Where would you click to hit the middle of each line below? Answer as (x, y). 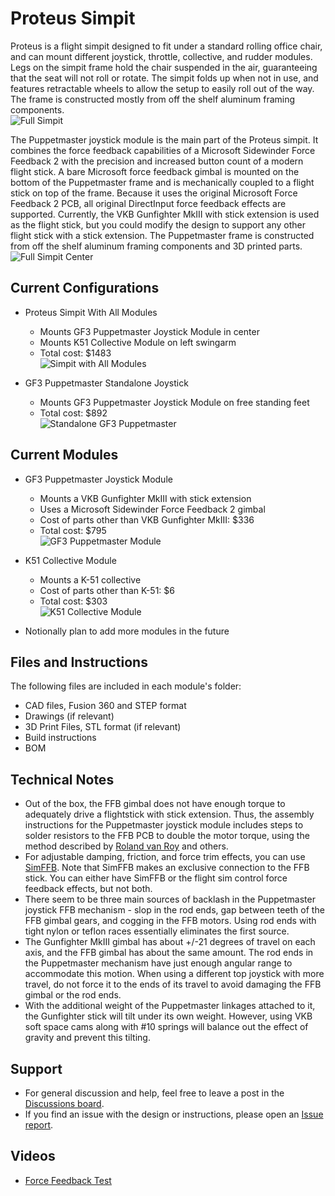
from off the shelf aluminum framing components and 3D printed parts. (156, 246)
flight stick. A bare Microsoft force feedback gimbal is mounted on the (155, 171)
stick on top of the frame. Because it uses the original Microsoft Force (154, 193)
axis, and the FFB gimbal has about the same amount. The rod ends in (169, 953)
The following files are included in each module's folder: (126, 686)
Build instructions (60, 738)
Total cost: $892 (73, 413)
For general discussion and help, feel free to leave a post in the (154, 1093)
